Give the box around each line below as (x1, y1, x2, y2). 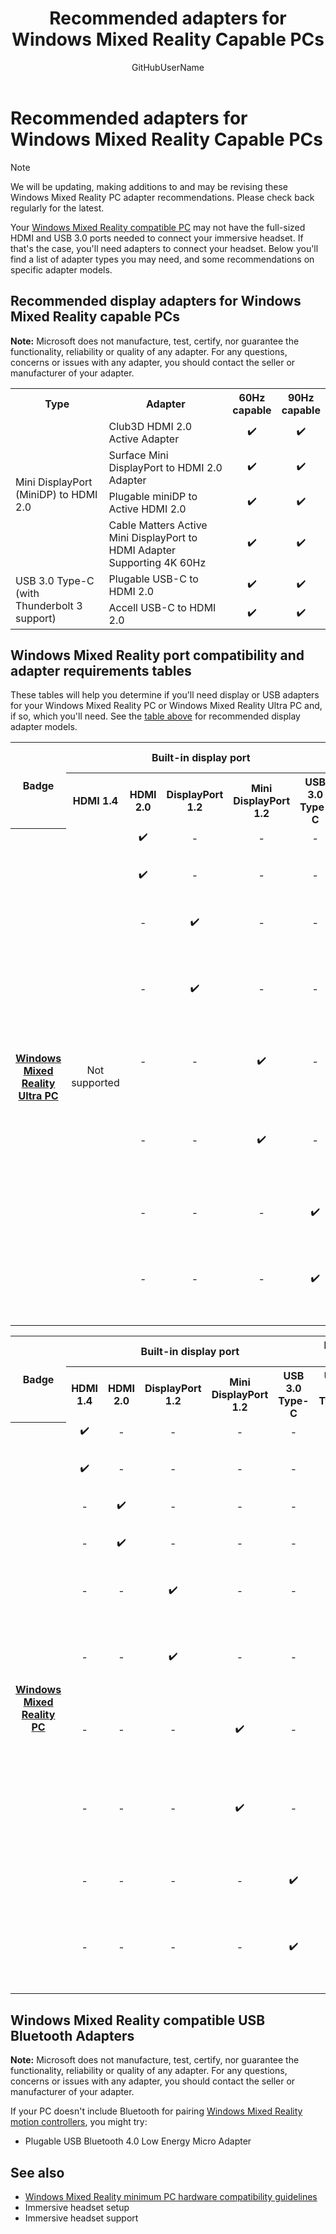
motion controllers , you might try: (10, 2116, 148, 2128)
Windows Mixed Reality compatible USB (10, 2012, 266, 2029)
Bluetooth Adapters (10, 2027, 135, 2044)
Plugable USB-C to (108, 572, 199, 586)
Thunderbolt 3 (15, 598, 83, 612)
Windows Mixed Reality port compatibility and (10, 647, 305, 664)
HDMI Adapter (108, 543, 177, 557)
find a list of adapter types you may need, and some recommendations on (10, 253, 315, 265)
